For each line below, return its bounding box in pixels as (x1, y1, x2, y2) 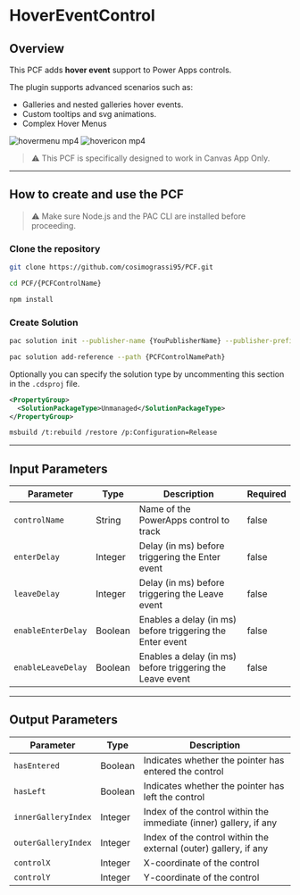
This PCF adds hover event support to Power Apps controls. (9, 64, 232, 75)
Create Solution (9, 316, 79, 329)
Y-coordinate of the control (143, 871, 260, 883)
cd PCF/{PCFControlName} (9, 279, 102, 288)
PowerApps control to (138, 514, 230, 527)
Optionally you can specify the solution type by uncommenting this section (9, 368, 285, 380)
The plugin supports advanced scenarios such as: (9, 82, 194, 92)
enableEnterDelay (13, 626, 87, 636)
